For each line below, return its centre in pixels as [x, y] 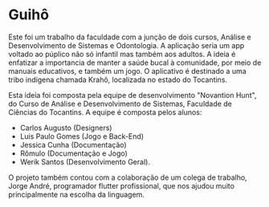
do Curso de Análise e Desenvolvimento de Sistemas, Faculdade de [120, 103]
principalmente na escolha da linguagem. [76, 194]
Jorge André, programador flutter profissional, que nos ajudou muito [122, 185]
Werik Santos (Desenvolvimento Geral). [85, 161]
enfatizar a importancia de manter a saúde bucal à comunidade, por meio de [135, 63]
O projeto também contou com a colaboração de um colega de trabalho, [128, 177]
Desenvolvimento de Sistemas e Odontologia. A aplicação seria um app [126, 45]
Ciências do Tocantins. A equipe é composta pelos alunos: [105, 112]
